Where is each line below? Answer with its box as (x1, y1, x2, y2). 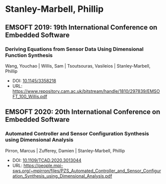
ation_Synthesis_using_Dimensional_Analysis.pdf (12, 173, 112, 179)
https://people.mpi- (23, 162, 63, 168)
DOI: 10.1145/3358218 (12, 77, 56, 83)
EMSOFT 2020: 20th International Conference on (5, 108, 161, 116)
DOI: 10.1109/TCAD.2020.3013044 (12, 157, 82, 163)
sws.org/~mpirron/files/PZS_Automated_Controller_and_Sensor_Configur (12, 168, 161, 174)
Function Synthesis (5, 52, 53, 59)
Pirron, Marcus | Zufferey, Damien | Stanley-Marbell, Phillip (5, 147, 125, 153)
